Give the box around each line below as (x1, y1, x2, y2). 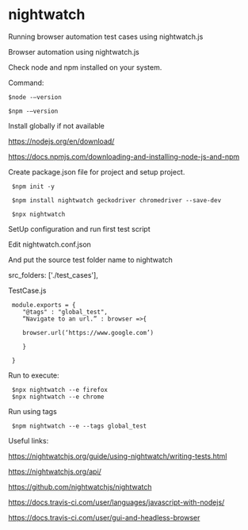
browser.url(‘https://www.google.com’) (22, 328, 155, 336)
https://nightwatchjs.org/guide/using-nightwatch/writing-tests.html (8, 451, 227, 461)
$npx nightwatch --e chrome (11, 393, 105, 401)
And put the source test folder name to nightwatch (8, 255, 173, 264)
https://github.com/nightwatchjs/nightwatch (8, 482, 152, 491)
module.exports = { (11, 301, 77, 309)
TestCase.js (8, 286, 47, 295)
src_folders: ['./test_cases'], (8, 270, 99, 279)
